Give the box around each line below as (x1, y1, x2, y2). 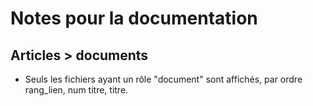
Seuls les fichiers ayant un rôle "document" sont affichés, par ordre (24, 73, 303, 85)
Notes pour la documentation (10, 7, 258, 30)
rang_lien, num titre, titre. (24, 84, 129, 96)
